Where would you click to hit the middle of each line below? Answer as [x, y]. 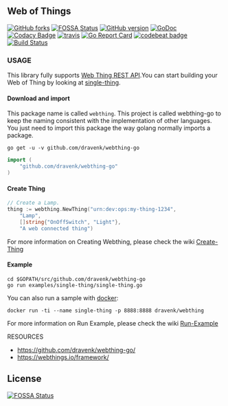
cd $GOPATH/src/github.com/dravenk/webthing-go [77, 279]
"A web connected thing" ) [57, 228]
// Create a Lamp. [33, 203]
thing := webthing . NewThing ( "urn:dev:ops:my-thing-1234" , [92, 210]
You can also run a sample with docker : [63, 297]
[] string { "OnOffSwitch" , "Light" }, [70, 222]
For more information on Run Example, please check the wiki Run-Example [113, 323]
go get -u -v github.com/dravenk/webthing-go [73, 148]
